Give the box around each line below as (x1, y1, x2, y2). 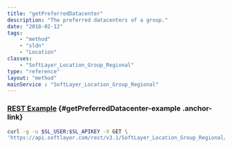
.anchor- (182, 104, 213, 113)
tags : (7, 29, 23, 37)
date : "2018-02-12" (7, 23, 64, 30)
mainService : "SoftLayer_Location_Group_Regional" (7, 81, 159, 88)
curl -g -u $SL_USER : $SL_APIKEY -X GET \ (7, 128, 128, 135)
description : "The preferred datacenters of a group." (7, 17, 168, 24)
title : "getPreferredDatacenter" (7, 10, 104, 17)
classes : (7, 55, 32, 62)
